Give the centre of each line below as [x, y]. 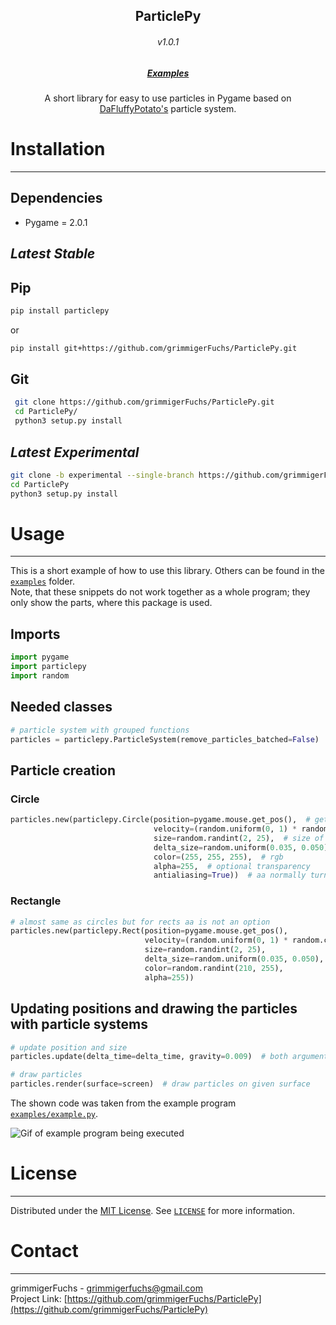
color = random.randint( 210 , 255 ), [214, 968]
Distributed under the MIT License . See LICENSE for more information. [152, 1210]
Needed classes [61, 707]
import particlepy [48, 667]
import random [40, 676]
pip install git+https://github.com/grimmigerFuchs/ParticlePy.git [154, 348]
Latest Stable [53, 254]
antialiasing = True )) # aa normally [230, 875]
